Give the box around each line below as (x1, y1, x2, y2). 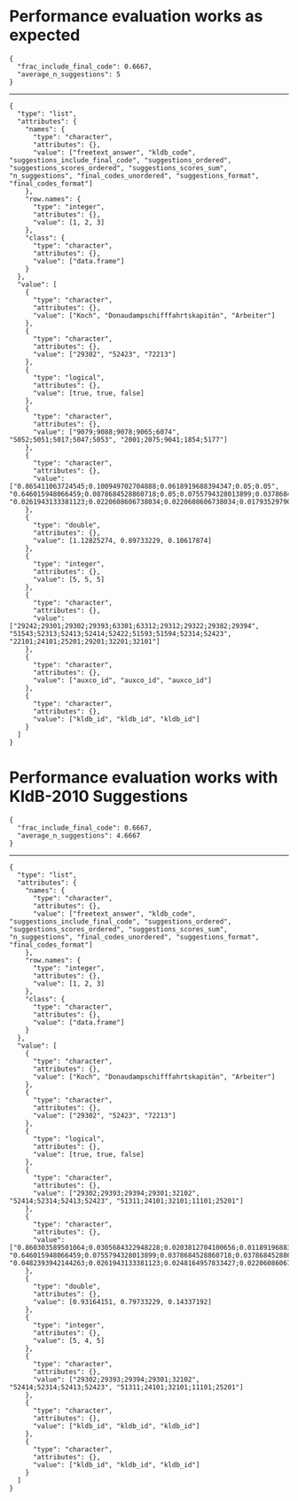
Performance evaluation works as (9, 6, 263, 27)
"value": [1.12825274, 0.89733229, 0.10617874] (32, 536, 213, 545)
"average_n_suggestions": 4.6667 (17, 831, 141, 840)
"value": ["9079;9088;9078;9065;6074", (32, 428, 180, 436)
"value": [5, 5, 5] (32, 575, 105, 584)
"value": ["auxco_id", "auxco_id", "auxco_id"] (32, 676, 213, 685)
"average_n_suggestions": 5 (17, 69, 122, 79)
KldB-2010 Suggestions (9, 787, 189, 806)
